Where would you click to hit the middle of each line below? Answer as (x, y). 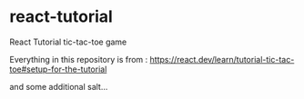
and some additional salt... (59, 86)
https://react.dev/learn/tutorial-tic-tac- (222, 59)
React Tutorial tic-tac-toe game (68, 42)
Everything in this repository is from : (79, 59)
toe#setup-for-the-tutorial (58, 69)
